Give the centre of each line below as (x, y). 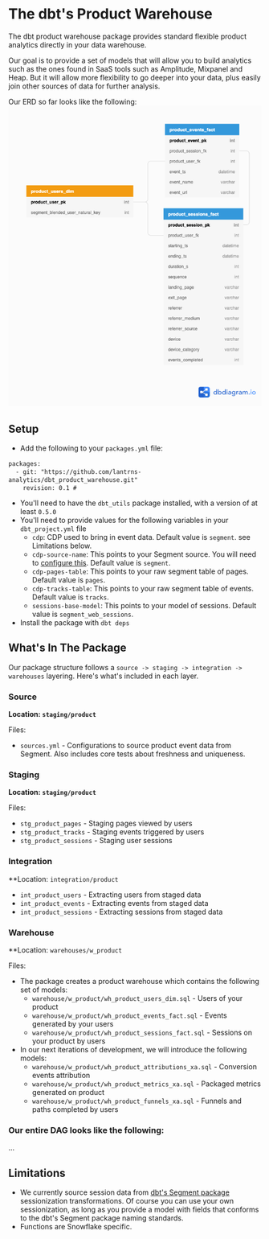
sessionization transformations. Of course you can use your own (127, 1201)
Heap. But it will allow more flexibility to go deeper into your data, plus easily (134, 77)
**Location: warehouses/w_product (65, 950)
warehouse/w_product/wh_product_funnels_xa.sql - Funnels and (137, 1101)
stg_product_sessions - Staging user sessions (96, 841)
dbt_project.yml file (53, 529)
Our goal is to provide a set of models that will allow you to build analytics (130, 60)
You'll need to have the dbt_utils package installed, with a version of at (139, 503)
